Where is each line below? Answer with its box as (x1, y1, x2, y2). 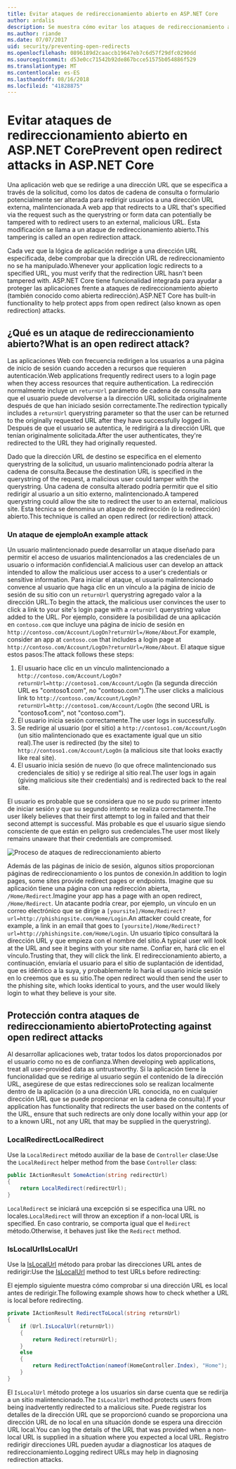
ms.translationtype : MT (7, 63, 77, 70)
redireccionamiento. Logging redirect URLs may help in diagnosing (7, 1447, 199, 1456)
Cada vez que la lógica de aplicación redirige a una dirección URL (7, 247, 198, 255)
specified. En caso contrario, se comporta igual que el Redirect (7, 1219, 191, 1228)
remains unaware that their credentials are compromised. (7, 834, 173, 843)
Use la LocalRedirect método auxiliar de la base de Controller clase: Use (7, 1151, 219, 1159)
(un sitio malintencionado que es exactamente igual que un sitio (17, 731, 202, 739)
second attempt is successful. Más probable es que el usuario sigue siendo (7, 820, 226, 828)
